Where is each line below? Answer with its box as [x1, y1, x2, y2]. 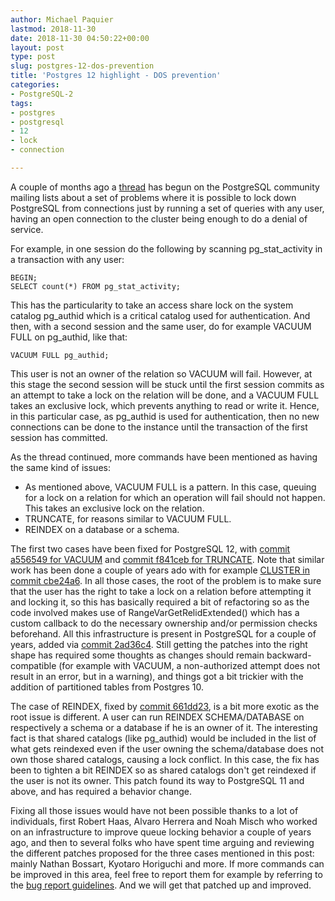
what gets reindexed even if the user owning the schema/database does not [10, 742, 324, 755]
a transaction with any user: [10, 253, 125, 265]
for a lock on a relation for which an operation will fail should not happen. [24, 491, 326, 503]
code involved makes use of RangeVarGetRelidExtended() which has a [10, 606, 300, 618]
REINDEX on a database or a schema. [24, 523, 180, 535]
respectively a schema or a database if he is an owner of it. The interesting [10, 721, 318, 733]
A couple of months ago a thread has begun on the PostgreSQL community [10, 181, 320, 193]
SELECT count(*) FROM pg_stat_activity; [10, 281, 182, 291]
